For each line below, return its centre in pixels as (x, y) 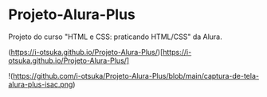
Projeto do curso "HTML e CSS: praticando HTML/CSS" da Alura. (116, 37)
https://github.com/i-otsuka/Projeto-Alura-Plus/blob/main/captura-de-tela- (136, 76)
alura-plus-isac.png (41, 84)
